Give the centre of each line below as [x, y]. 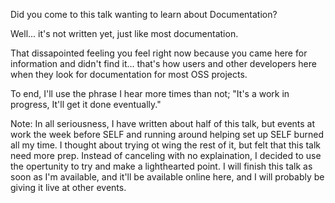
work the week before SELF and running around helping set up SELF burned [167, 134]
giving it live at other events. [68, 187]
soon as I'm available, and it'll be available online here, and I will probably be [167, 177]
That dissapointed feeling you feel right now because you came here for [159, 53]
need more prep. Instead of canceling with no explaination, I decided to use [166, 155]
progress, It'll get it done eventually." [86, 104]
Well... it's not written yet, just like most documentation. [124, 33]
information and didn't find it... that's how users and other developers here [163, 63]
